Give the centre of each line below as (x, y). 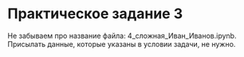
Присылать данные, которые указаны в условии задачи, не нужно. (122, 44)
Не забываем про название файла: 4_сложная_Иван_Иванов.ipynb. (122, 36)
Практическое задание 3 (95, 14)
